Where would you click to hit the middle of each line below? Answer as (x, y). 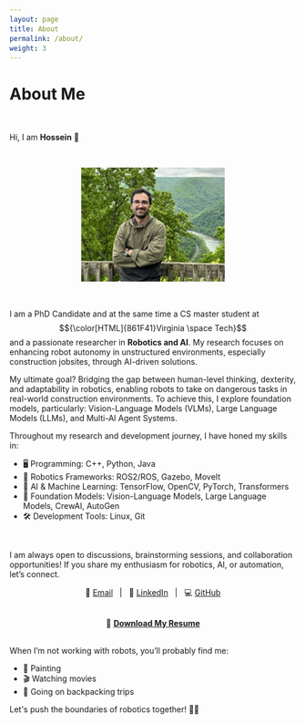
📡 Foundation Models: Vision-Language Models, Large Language (144, 496)
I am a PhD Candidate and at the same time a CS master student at (134, 314)
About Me (47, 94)
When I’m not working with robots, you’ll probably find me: (119, 650)
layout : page (34, 19)
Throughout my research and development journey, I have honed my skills (148, 435)
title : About (34, 29)
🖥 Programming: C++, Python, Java (89, 463)
